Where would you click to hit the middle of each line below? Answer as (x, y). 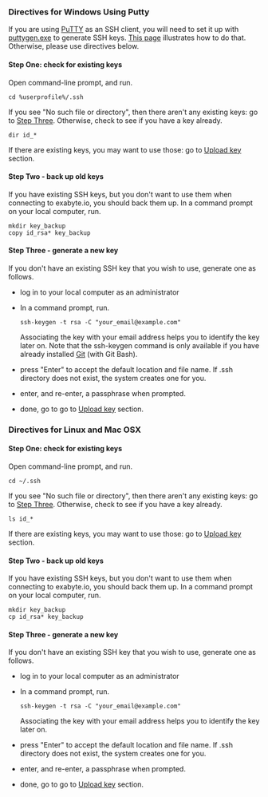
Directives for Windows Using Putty (79, 12)
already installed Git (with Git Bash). (79, 354)
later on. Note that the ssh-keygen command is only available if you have (140, 345)
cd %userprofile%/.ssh (46, 97)
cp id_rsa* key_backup (46, 617)
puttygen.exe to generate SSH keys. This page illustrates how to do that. (127, 38)
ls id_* (21, 519)
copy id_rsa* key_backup (49, 233)
